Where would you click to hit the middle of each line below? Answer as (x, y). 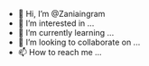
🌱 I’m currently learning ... (66, 33)
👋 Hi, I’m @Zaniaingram (61, 14)
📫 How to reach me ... (60, 52)
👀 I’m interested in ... (56, 23)
